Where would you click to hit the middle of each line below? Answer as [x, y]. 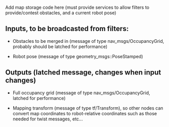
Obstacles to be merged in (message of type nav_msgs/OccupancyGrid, [88, 41]
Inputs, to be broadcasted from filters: [67, 29]
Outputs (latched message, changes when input [83, 73]
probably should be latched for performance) [60, 46]
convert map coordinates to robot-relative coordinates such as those [85, 113]
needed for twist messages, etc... [48, 119]
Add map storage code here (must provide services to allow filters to [77, 7]
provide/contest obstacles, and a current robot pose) [61, 13]
